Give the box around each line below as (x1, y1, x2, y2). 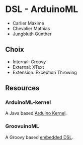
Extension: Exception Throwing (12, 69, 77, 75)
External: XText (12, 64, 44, 70)
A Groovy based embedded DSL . (5, 134, 73, 140)
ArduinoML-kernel (5, 99, 51, 106)
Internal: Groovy (12, 59, 46, 65)
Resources (5, 84, 40, 92)
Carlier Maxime (12, 20, 44, 26)
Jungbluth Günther (12, 31, 52, 37)
